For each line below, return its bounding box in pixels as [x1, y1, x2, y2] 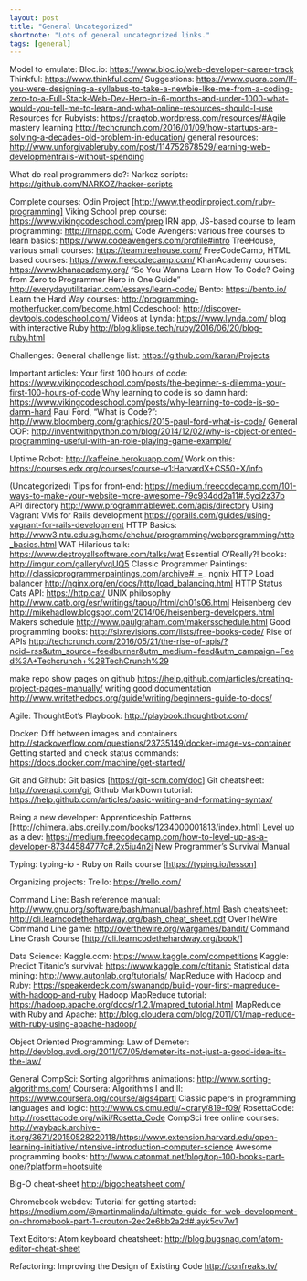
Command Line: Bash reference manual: [9, 895, 161, 905]
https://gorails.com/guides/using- [144, 510, 271, 521]
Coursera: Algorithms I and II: [72, 1084, 184, 1095]
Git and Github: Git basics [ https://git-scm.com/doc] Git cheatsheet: [9, 775, 265, 786]
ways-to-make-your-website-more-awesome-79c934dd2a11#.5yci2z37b [9, 491, 285, 502]
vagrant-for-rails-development [9, 520, 125, 531]
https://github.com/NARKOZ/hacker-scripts [9, 179, 174, 190]
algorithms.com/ [9, 1084, 71, 1095]
